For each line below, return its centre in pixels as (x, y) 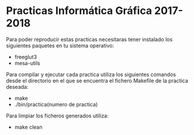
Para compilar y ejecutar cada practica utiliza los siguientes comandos (91, 74)
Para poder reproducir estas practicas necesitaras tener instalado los (89, 39)
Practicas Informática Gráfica (79, 11)
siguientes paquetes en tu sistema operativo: (60, 46)
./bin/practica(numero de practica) (56, 104)
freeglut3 (25, 57)
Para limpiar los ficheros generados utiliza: (58, 116)
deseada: (17, 86)
